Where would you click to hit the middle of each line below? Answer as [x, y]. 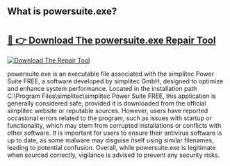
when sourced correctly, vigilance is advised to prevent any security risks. [114, 155]
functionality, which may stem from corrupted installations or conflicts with [114, 125]
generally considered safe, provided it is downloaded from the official [107, 103]
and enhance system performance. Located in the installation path [102, 89]
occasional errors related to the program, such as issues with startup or [110, 118]
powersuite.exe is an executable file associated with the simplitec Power [110, 74]
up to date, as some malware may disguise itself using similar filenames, [110, 140]
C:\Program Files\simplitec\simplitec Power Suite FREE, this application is [112, 96]
